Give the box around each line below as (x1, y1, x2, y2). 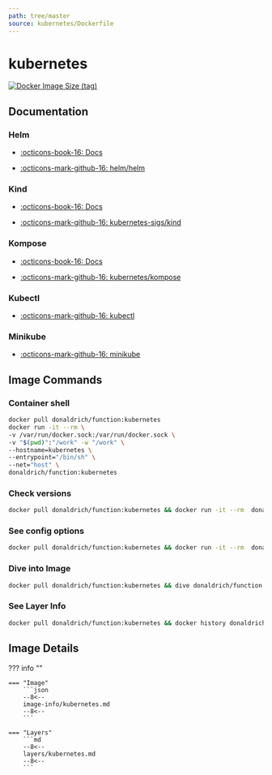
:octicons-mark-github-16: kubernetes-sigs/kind (19, 217, 182, 227)
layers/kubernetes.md (23, 750, 96, 758)
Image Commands (8, 372, 103, 386)
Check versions (8, 488, 71, 499)
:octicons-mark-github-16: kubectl (19, 311, 135, 321)
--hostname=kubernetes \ (8, 446, 92, 454)
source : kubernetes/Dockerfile (8, 19, 114, 28)
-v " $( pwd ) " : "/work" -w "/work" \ (8, 438, 125, 446)
